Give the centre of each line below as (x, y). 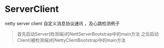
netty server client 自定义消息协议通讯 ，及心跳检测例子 (62, 23)
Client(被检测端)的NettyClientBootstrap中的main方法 (71, 40)
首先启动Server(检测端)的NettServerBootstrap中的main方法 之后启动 (88, 34)
